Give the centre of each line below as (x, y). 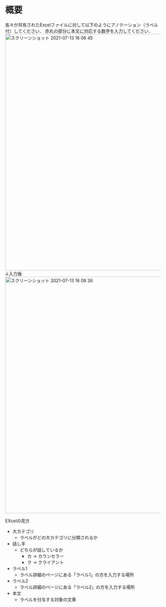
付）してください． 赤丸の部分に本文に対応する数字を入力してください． (79, 31)
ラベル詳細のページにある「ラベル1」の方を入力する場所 (77, 575)
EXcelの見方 (18, 521)
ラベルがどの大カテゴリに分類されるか (59, 537)
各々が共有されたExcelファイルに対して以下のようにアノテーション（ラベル (82, 25)
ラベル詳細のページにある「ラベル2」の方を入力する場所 (77, 587)
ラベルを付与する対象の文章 (48, 599)
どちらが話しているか (41, 550)
